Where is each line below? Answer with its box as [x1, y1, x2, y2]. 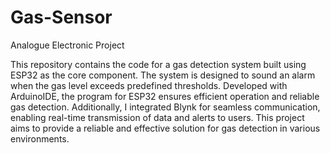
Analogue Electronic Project [10, 39, 125, 51]
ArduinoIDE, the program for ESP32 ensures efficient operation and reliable [10, 90, 320, 102]
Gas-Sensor [10, 6, 113, 29]
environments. [10, 132, 70, 145]
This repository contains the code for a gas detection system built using [10, 58, 307, 70]
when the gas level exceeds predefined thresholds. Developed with [10, 79, 288, 91]
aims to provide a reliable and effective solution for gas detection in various [10, 122, 321, 134]
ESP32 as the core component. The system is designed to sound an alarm [10, 69, 316, 81]
